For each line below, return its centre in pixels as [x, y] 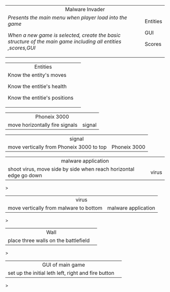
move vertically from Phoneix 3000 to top [57, 147]
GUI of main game [63, 265]
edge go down [25, 175]
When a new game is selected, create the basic [64, 35]
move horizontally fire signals [42, 125]
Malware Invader [85, 9]
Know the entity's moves [37, 75]
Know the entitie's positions [41, 98]
